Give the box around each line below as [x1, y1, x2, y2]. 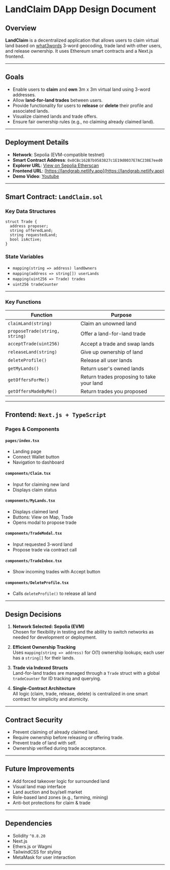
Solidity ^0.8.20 [12, 832, 46, 839]
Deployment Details [5, 138, 69, 147]
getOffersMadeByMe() [8, 388, 57, 394]
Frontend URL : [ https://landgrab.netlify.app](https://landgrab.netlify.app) [12, 167, 164, 173]
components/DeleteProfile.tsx [5, 580, 69, 585]
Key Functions [5, 298, 41, 305]
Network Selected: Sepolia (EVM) [12, 623, 85, 630]
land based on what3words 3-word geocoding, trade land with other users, [5, 43, 162, 49]
